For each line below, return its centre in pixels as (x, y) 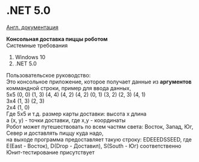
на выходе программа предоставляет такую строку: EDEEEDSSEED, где (99, 139)
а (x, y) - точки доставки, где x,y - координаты (66, 120)
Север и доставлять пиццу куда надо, (55, 133)
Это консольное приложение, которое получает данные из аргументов (99, 82)
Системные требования (37, 45)
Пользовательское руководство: (49, 75)
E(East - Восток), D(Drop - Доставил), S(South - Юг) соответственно (94, 146)
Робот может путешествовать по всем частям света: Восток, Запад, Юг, (100, 126)
